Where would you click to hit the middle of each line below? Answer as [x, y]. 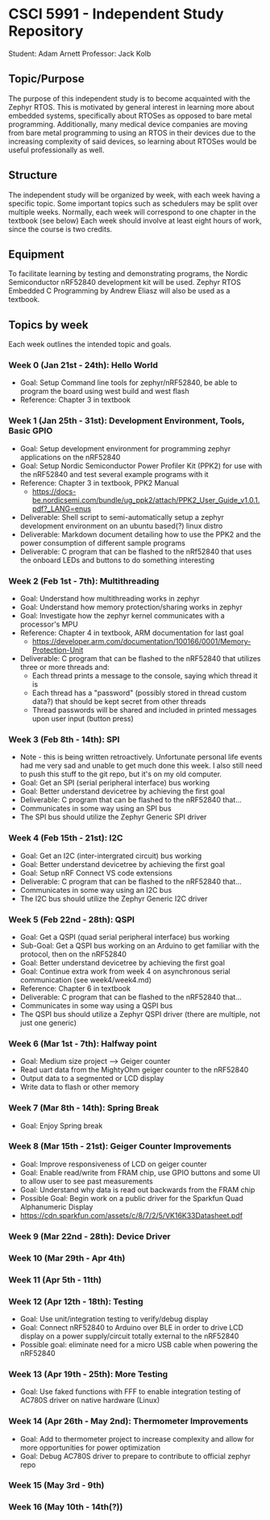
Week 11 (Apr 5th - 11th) [55, 1279]
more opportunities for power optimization [90, 1447]
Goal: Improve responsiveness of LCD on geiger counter [113, 1164]
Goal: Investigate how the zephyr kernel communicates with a [123, 616]
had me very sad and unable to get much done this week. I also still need [141, 766]
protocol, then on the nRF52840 [73, 954]
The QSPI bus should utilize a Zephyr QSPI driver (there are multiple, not [140, 1014]
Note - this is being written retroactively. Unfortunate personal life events [141, 757]
